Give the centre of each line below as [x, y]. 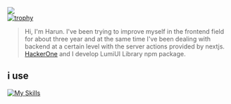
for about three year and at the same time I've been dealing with [118, 39]
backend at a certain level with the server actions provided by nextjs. [125, 46]
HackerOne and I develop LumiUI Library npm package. [105, 54]
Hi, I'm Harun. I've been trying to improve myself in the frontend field [124, 31]
